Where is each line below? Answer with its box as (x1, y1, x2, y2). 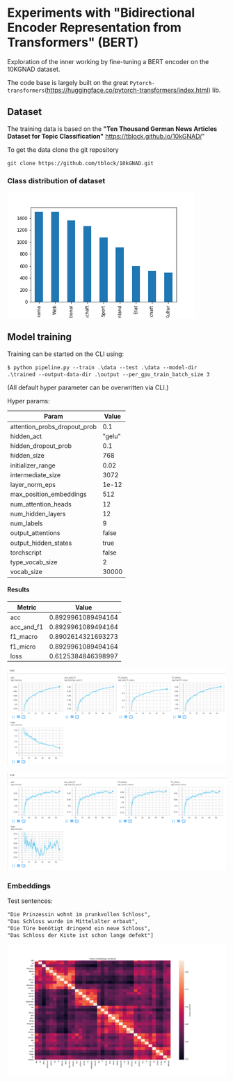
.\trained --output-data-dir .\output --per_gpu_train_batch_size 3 (7, 371, 210, 378)
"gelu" (102, 432, 121, 440)
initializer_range (10, 461, 56, 470)
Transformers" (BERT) (7, 35, 139, 50)
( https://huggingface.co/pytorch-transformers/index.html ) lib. (44, 86, 221, 94)
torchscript (10, 548, 42, 557)
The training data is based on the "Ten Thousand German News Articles (7, 124, 218, 133)
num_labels (10, 519, 43, 527)
